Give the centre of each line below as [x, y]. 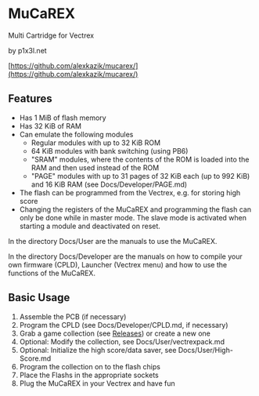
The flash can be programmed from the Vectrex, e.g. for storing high [130, 192]
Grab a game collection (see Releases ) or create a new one [115, 333]
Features [30, 99]
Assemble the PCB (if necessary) [73, 316]
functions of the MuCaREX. [52, 273]
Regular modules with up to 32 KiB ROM [96, 143]
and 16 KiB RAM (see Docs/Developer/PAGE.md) [109, 184]
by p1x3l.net [27, 50]
